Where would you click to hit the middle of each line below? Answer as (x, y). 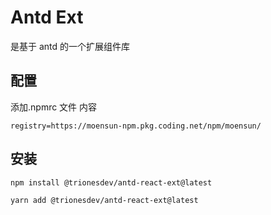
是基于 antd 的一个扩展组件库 (70, 46)
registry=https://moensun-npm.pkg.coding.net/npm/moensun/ (136, 126)
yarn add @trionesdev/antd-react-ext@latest (104, 200)
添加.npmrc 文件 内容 (54, 107)
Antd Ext (47, 17)
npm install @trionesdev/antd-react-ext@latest (111, 182)
